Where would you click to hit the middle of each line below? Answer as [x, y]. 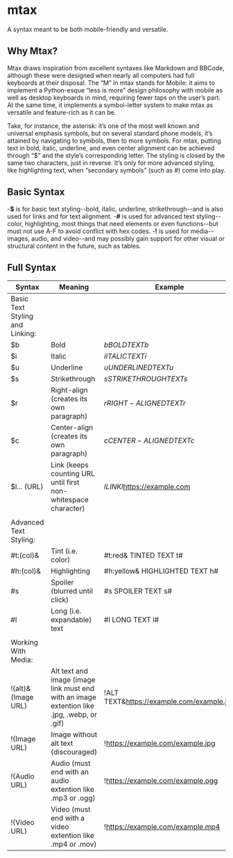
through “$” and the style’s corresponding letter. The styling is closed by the [116, 155]
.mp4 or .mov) [74, 844]
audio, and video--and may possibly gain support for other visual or [128, 238]
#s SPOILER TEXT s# [138, 591]
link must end [73, 689]
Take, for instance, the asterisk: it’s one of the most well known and [103, 126]
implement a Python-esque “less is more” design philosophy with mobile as [115, 90]
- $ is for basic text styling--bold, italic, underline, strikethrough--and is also [115, 209]
